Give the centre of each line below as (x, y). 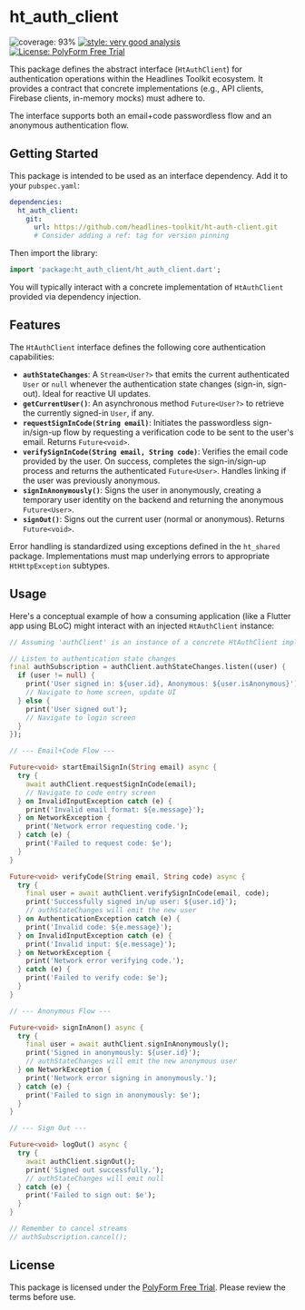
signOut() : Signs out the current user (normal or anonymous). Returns (153, 518)
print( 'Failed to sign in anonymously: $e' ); (113, 1095)
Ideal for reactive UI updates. (97, 393)
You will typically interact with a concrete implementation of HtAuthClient (147, 287)
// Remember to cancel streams (69, 1228)
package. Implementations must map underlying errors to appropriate (140, 556)
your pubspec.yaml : (44, 185)
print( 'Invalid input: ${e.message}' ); (101, 944)
